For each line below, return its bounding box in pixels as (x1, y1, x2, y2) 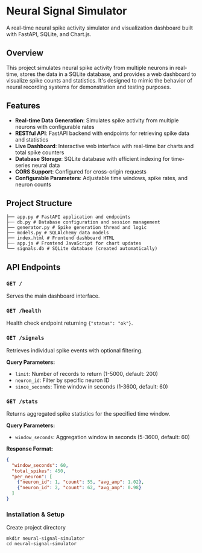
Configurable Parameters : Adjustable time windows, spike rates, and (14, 174, 188, 181)
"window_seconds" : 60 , (11, 462, 69, 468)
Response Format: (6, 445, 53, 452)
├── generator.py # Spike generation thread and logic (6, 225, 147, 231)
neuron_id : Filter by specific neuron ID (14, 376, 110, 384)
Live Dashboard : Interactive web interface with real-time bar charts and (14, 142, 194, 149)
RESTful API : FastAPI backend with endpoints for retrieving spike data (14, 130, 190, 137)
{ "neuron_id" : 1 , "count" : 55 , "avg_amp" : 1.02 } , (17, 479, 145, 486)
